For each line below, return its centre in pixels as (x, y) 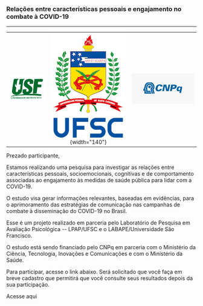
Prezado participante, (33, 155)
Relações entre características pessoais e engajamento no (94, 9)
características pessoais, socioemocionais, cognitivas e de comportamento (100, 173)
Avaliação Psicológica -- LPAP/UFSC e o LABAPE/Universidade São (90, 229)
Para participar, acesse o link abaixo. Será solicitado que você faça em (94, 272)
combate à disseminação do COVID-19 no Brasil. (67, 211)
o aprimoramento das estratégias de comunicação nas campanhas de (93, 205)
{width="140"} (88, 142)
